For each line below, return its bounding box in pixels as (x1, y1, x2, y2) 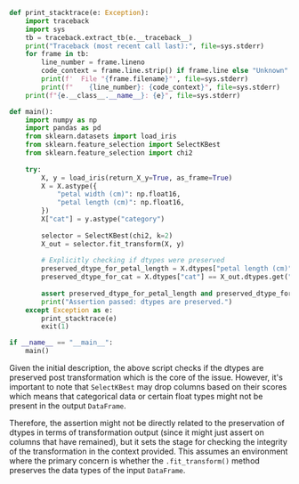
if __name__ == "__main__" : (9, 338, 114, 347)
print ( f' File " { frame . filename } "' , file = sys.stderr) (41, 75, 249, 84)
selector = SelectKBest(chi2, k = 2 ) (41, 231, 174, 240)
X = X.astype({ (41, 181, 98, 190)
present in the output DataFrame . (9, 400, 126, 411)
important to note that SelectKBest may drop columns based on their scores (9, 382, 287, 391)
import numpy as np (25, 116, 98, 125)
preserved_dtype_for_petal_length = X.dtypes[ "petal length (41, 264, 269, 273)
